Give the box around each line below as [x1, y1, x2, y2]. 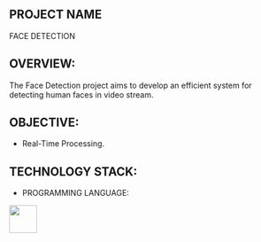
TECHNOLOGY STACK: [9, 164, 138, 179]
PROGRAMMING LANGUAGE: [21, 188, 130, 199]
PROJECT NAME [9, 7, 103, 22]
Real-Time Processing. [21, 138, 104, 149]
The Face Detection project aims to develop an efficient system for [9, 80, 252, 90]
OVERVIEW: [9, 57, 76, 72]
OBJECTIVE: [9, 115, 80, 130]
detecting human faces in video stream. [9, 89, 154, 100]
